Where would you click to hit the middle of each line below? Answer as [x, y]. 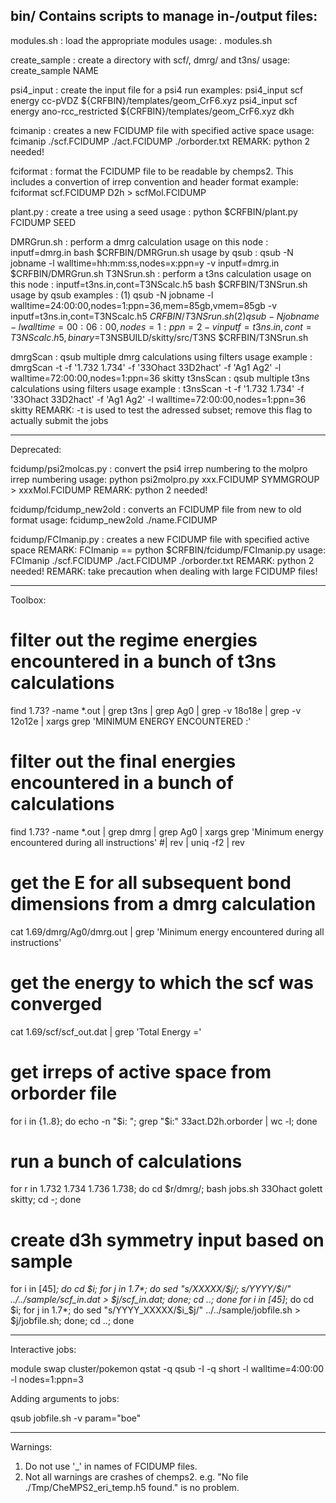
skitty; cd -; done [46, 1200]
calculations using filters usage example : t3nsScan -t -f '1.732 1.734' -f [157, 388]
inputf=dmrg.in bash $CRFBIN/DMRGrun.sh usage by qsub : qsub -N [152, 252]
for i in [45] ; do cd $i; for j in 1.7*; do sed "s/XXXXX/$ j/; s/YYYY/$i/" [151, 1289]
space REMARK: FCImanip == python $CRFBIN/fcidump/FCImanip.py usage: [168, 550]
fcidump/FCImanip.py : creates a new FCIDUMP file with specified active [160, 539]
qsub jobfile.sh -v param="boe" [76, 1418]
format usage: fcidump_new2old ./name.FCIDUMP [114, 520]
